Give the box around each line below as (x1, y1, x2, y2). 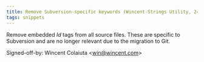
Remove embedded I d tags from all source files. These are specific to (6, 31, 180, 38)
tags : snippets (6, 14, 45, 20)
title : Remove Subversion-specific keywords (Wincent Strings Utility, (6, 8, 191, 15)
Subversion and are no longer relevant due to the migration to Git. (6, 37, 171, 45)
